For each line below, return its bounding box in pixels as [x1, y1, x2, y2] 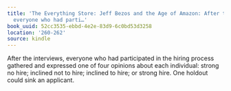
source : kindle [7, 36, 51, 42]
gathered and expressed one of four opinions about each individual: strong [7, 62, 219, 70]
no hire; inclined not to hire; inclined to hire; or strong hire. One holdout [7, 69, 208, 77]
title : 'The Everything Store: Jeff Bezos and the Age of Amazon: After [7, 10, 220, 17]
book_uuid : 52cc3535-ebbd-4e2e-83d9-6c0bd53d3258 [7, 23, 153, 29]
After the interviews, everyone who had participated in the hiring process [7, 54, 214, 62]
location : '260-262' [7, 29, 67, 36]
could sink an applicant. [7, 76, 74, 84]
